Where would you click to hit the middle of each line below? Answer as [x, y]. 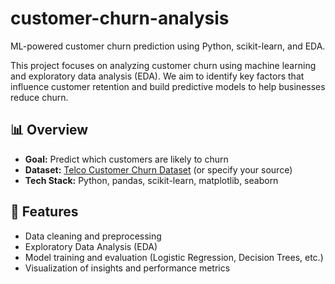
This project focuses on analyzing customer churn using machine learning [163, 65]
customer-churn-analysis [120, 18]
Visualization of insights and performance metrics [127, 268]
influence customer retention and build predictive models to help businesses [168, 86]
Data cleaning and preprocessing [93, 236]
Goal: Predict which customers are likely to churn [126, 159]
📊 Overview [49, 130]
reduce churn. [39, 97]
